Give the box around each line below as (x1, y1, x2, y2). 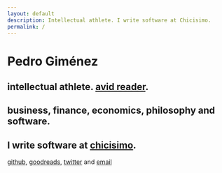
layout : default (7, 10, 55, 17)
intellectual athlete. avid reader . (7, 81, 149, 93)
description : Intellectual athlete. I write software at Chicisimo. (7, 17, 211, 24)
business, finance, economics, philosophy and (7, 105, 216, 116)
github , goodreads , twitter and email (7, 158, 112, 166)
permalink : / (7, 23, 46, 30)
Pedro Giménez (7, 53, 99, 69)
